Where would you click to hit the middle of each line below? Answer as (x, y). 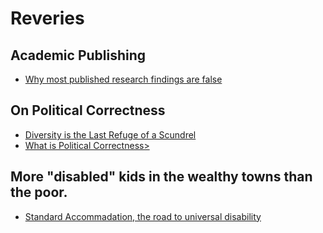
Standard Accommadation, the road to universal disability (143, 216)
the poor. (39, 192)
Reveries (47, 18)
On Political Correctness (88, 110)
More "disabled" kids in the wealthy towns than (161, 177)
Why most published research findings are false (123, 79)
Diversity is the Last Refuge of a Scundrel (110, 134)
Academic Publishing (78, 55)
